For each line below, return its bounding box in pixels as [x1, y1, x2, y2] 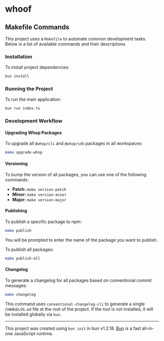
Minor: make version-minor [12, 191, 67, 197]
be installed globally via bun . [5, 311, 61, 317]
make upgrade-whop [5, 150, 42, 155]
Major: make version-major [12, 197, 67, 203]
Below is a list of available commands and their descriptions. [5, 41, 127, 47]
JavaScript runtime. [14, 330, 54, 336]
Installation [5, 53, 33, 60]
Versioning [5, 160, 28, 166]
